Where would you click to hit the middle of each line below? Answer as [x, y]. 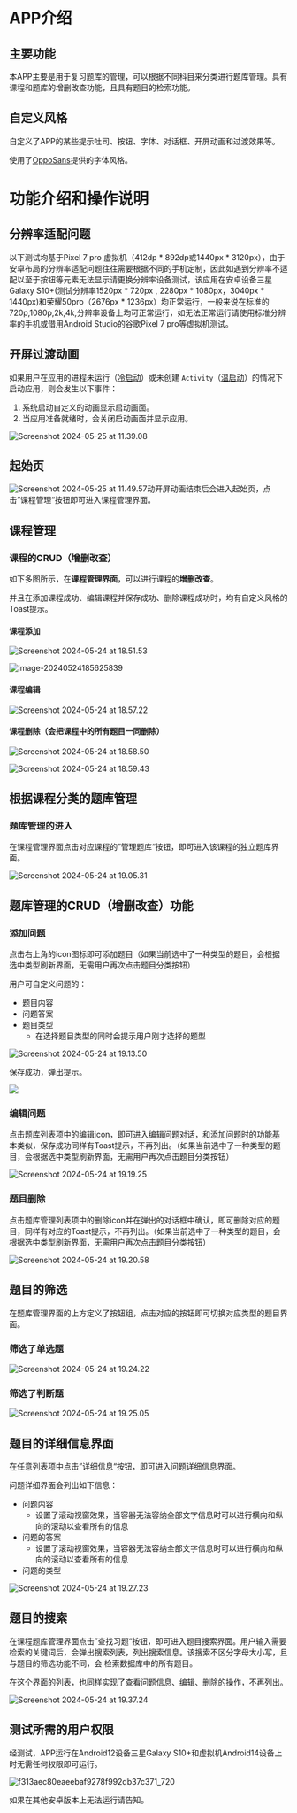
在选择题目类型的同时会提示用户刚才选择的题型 [120, 1036]
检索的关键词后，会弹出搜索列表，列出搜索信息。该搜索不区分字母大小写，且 [148, 1652]
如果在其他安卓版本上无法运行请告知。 [79, 1800]
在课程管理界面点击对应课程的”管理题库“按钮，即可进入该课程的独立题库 [141, 847]
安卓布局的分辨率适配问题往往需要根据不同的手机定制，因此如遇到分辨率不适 [148, 268]
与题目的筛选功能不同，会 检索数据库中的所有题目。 [103, 1663]
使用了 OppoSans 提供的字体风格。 [71, 159]
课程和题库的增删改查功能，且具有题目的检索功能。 [102, 88]
